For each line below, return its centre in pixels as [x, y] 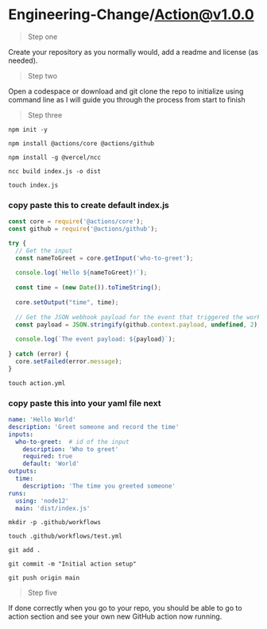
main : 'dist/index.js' [53, 508]
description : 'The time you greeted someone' [99, 486]
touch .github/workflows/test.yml [66, 536]
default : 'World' [51, 464]
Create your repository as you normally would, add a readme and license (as [133, 52]
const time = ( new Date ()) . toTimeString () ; [88, 287]
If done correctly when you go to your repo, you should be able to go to [125, 608]
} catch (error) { [39, 354]
